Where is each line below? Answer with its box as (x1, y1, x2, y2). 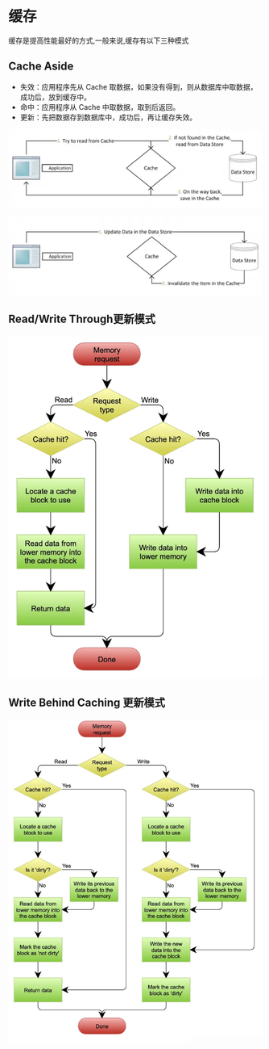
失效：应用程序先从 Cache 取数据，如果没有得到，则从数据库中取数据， (19, 82, 258, 91)
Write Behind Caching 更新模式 (8, 696, 165, 710)
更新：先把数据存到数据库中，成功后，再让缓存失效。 (19, 112, 197, 122)
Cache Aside (8, 60, 74, 73)
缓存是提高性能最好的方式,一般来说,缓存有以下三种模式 (8, 36, 189, 45)
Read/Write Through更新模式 (8, 313, 155, 326)
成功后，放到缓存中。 (19, 92, 91, 102)
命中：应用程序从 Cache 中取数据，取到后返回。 (19, 102, 180, 111)
